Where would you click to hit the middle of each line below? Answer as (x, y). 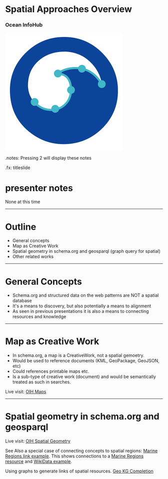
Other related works (33, 257)
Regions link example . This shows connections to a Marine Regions (74, 456)
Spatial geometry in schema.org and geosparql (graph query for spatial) (86, 251)
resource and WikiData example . (39, 461)
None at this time (23, 202)
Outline (21, 227)
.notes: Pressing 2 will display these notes (48, 158)
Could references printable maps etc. (51, 371)
